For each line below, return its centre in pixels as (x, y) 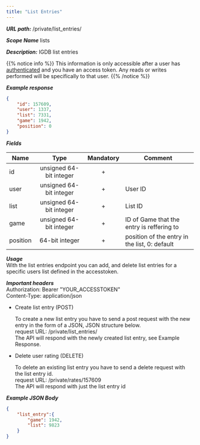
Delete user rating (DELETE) (49, 356)
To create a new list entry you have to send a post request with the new (102, 319)
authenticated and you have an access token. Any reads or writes (86, 70)
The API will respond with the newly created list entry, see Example (97, 338)
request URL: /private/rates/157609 (58, 380)
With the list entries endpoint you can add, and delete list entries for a (92, 265)
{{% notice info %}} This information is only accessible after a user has (93, 63)
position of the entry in (157, 236)
